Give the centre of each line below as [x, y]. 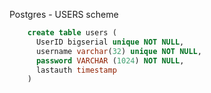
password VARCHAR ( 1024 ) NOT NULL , [110, 60]
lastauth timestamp [76, 70]
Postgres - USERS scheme [64, 14]
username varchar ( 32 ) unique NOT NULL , [118, 51]
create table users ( [72, 33]
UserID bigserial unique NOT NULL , [110, 42]
